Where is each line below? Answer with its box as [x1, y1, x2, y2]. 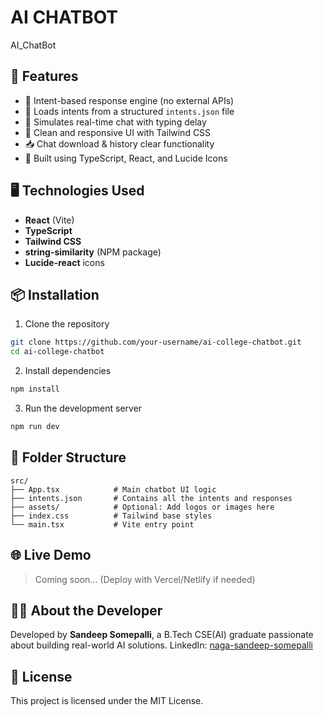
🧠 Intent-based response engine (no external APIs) [24, 94, 235, 106]
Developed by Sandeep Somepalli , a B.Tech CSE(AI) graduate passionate [10, 629, 314, 641]
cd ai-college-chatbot [10, 347, 105, 357]
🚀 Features [10, 68, 79, 85]
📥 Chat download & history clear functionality [24, 137, 215, 150]
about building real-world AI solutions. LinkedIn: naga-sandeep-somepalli [10, 639, 313, 651]
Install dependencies [24, 365, 112, 377]
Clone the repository [24, 318, 110, 330]
